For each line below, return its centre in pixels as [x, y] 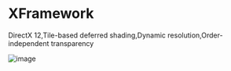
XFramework [51, 14]
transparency [72, 43]
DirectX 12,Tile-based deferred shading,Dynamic [87, 35]
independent [29, 43]
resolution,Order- [195, 35]
